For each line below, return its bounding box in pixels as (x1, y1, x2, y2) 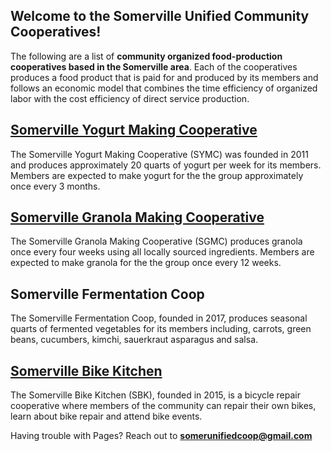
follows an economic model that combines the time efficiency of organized (10, 82, 318, 94)
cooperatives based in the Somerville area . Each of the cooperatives (10, 60, 298, 73)
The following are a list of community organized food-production (10, 50, 283, 62)
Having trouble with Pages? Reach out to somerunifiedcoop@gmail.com (10, 430, 313, 442)
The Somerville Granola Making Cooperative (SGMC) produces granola (10, 235, 303, 248)
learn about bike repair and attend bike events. (10, 410, 203, 423)
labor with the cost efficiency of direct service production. (10, 92, 250, 104)
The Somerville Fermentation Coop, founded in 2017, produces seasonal (10, 312, 308, 324)
